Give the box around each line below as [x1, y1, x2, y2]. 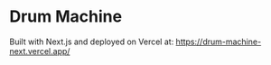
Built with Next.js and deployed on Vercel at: [9, 36, 174, 47]
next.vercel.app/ [9, 45, 70, 56]
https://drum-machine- [175, 36, 262, 47]
